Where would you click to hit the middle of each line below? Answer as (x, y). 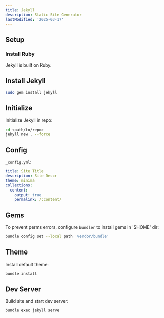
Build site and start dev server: (37, 301)
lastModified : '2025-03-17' (35, 19)
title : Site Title (24, 171)
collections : (19, 185)
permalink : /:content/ (38, 200)
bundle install (21, 273)
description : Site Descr (31, 176)
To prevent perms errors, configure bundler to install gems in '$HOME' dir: (82, 227)
